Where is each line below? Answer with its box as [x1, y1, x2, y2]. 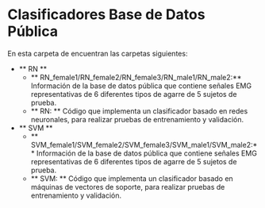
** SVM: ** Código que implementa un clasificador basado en [30, 173, 233, 183]
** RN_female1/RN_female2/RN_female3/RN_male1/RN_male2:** [30, 72, 242, 82]
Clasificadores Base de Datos [7, 6, 205, 24]
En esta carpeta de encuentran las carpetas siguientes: [7, 48, 188, 58]
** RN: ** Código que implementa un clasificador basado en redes [30, 106, 248, 116]
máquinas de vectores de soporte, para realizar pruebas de [30, 182, 225, 191]
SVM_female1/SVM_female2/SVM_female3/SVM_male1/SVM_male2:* [30, 140, 258, 149]
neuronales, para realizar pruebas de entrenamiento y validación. [30, 114, 244, 124]
